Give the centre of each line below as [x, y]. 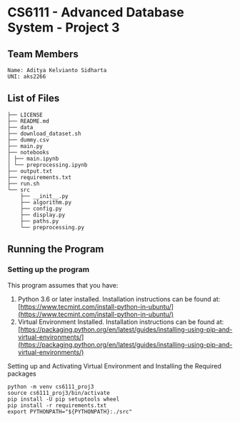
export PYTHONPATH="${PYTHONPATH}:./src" [70, 411]
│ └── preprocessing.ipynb [47, 165]
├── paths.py [40, 221]
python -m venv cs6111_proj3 [51, 386]
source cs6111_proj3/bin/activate [59, 393]
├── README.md [29, 121]
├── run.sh [24, 184]
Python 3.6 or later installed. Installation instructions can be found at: [119, 299]
